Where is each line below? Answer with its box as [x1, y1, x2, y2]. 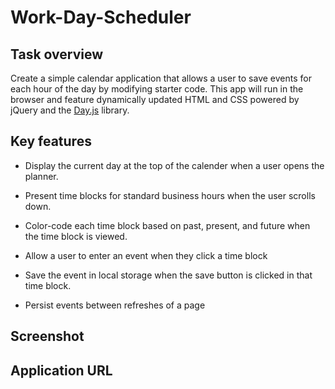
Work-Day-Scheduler [10, 6, 192, 29]
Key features [10, 133, 92, 150]
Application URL [10, 362, 113, 379]
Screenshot [10, 328, 85, 345]
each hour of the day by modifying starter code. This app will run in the [10, 83, 304, 95]
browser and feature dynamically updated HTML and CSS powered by [10, 94, 300, 105]
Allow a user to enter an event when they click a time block [24, 249, 268, 261]
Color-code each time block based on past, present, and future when [24, 219, 311, 231]
